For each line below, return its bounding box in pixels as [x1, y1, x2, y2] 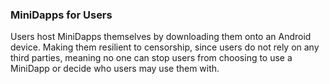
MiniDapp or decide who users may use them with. [10, 63, 220, 75]
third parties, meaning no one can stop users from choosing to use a [10, 52, 293, 64]
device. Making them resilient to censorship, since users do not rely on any [10, 41, 320, 53]
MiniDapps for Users [10, 8, 113, 22]
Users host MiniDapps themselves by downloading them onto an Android [10, 31, 312, 43]
